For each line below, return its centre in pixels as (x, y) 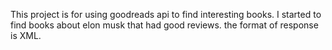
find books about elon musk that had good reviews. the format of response (164, 25)
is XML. (26, 35)
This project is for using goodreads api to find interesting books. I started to (166, 14)
